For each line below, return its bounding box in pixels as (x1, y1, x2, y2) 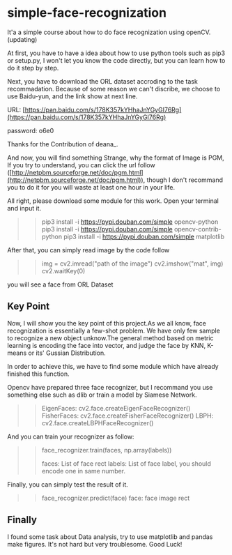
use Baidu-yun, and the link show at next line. (7, 92, 138, 100)
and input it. (7, 204, 42, 212)
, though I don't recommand (143, 176, 223, 184)
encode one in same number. (41, 466, 126, 475)
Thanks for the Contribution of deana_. (7, 139, 118, 148)
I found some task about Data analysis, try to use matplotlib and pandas (7, 532, 213, 541)
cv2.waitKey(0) (41, 266, 86, 275)
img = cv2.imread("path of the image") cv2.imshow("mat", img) (41, 259, 224, 268)
